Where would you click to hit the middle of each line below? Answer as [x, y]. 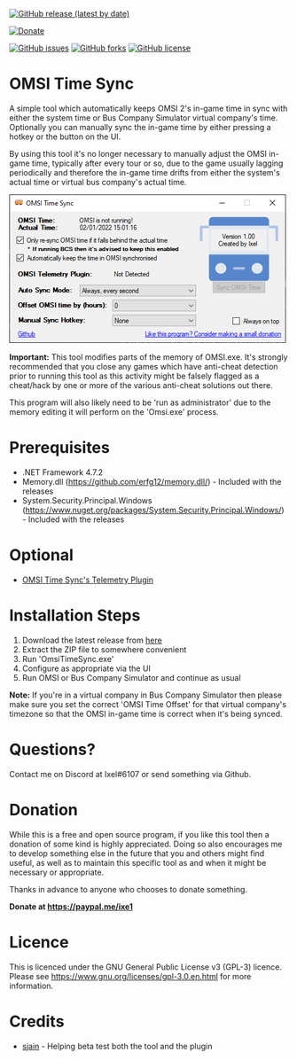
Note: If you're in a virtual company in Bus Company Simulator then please [145, 695]
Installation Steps [75, 615]
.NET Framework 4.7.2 [63, 472]
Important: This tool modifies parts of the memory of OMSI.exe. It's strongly [148, 357]
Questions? [52, 749]
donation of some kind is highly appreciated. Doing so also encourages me [146, 844]
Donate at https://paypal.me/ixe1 [71, 906]
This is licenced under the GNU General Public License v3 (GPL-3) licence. [145, 967]
